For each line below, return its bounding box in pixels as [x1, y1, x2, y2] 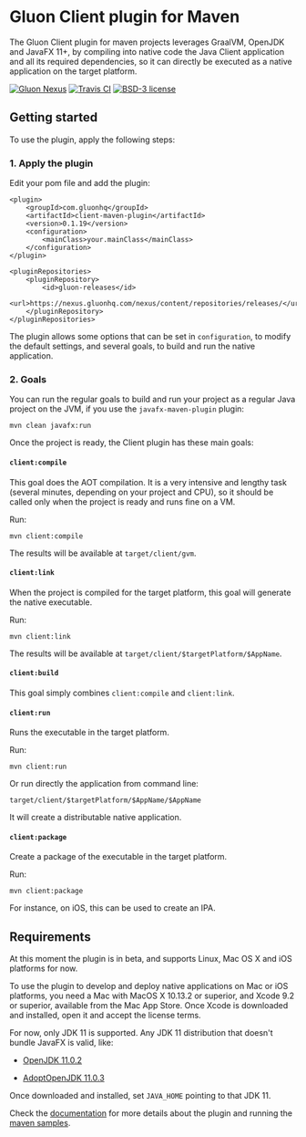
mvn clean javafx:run [9, 422, 92, 431]
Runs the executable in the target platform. [9, 727, 170, 738]
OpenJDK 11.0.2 [22, 1055, 83, 1066]
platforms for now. [9, 963, 78, 974]
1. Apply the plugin [9, 157, 94, 170]
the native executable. [9, 596, 93, 608]
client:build [9, 669, 59, 678]
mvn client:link [9, 631, 71, 641]
